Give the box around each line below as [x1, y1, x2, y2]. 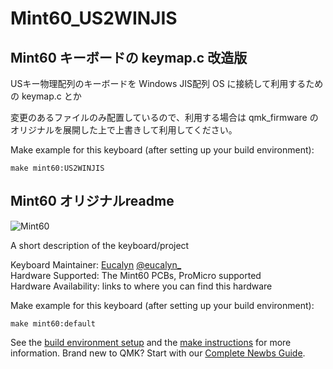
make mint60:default [10, 318, 97, 329]
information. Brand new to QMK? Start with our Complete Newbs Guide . [10, 347, 306, 359]
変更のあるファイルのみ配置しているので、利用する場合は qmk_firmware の [10, 112, 319, 123]
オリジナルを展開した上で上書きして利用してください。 [10, 124, 238, 136]
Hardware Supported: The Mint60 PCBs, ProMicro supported [10, 269, 262, 281]
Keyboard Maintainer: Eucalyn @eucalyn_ [10, 258, 182, 271]
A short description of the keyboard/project [10, 239, 190, 251]
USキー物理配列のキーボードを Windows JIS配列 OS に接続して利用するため [10, 78, 324, 89]
